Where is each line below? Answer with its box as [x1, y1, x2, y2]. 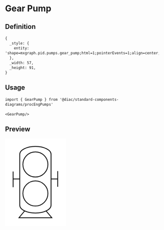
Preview [5, 125, 31, 134]
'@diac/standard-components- [59, 97, 119, 102]
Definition [5, 23, 36, 31]
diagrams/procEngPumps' [5, 102, 54, 107]
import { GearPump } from [5, 97, 58, 102]
